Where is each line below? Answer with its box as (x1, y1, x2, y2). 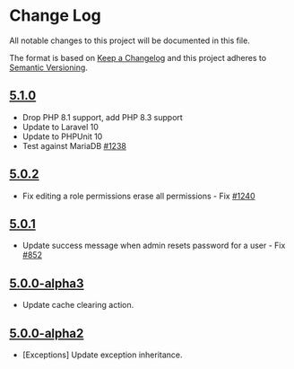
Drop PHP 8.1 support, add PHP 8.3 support (22, 111, 184, 122)
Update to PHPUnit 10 (22, 131, 103, 142)
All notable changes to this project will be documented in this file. (9, 35, 251, 46)
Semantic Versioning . (9, 62, 88, 73)
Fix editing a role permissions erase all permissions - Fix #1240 (22, 190, 255, 201)
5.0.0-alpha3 (9, 276, 84, 291)
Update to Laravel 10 (22, 121, 99, 132)
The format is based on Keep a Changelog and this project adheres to (9, 52, 267, 63)
